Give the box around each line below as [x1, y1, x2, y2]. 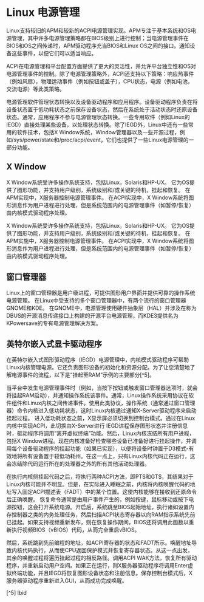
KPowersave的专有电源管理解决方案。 [6, 320, 101, 327]
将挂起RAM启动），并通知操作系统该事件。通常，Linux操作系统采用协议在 [6, 392, 189, 399]
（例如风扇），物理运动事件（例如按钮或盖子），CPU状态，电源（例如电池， [6, 77, 193, 85]
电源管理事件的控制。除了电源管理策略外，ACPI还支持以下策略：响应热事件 [6, 70, 194, 77]
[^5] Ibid [6, 589, 27, 597]
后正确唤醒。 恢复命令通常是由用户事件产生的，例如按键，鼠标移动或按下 [6, 496, 189, 503]
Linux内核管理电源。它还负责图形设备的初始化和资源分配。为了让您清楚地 [6, 364, 190, 371]
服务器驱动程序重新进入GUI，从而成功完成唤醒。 [6, 577, 127, 584]
